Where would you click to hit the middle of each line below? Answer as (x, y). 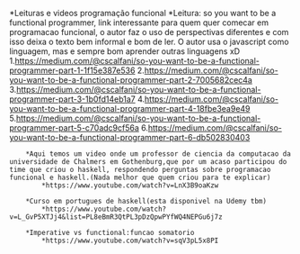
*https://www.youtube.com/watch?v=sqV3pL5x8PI (130, 240)
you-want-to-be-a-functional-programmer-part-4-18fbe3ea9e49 (130, 109)
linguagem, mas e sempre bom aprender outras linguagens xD (125, 51)
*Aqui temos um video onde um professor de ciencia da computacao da (159, 154)
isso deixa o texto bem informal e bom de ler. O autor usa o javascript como (149, 41)
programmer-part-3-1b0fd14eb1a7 (73, 99)
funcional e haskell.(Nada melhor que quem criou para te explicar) (140, 177)
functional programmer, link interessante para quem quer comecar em (139, 23)
